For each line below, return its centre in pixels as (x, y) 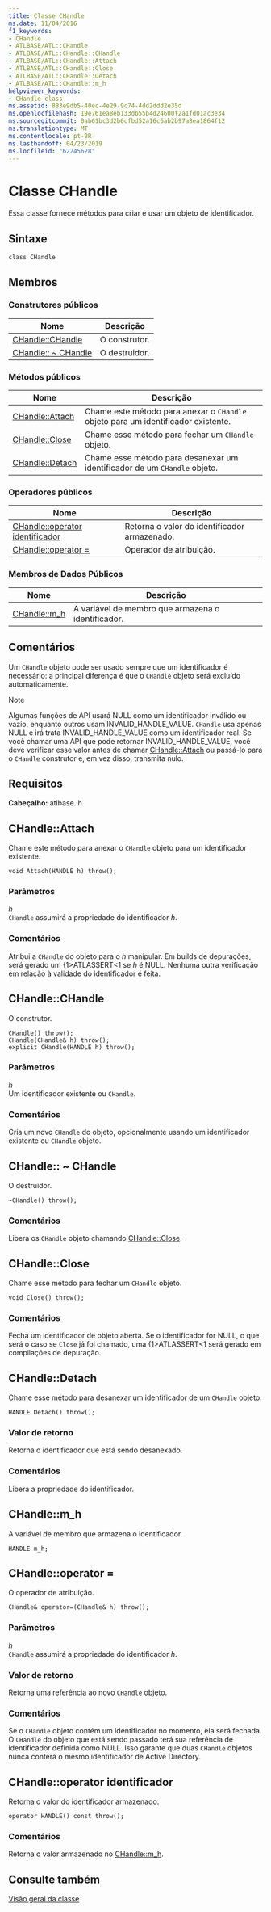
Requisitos (35, 783)
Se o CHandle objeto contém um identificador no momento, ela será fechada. (135, 1731)
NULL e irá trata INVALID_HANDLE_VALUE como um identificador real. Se (130, 733)
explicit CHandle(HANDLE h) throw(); (72, 1047)
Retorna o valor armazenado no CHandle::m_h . (86, 1854)
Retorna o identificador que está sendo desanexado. (96, 1450)
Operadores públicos (50, 492)
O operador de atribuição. (51, 1593)
